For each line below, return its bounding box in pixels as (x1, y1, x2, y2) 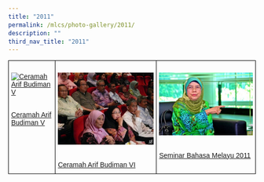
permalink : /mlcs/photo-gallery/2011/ (8, 20, 135, 29)
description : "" (8, 29, 61, 37)
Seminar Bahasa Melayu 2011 (159, 151, 251, 160)
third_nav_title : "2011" (8, 38, 90, 45)
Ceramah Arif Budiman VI (57, 160, 136, 169)
